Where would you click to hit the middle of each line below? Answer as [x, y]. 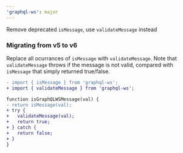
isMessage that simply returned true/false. [58, 71]
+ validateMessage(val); [40, 116]
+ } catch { [21, 128]
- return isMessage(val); [39, 105]
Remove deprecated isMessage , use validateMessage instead [82, 29]
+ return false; [29, 133]
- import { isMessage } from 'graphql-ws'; [62, 82]
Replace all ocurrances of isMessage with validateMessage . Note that [92, 58]
